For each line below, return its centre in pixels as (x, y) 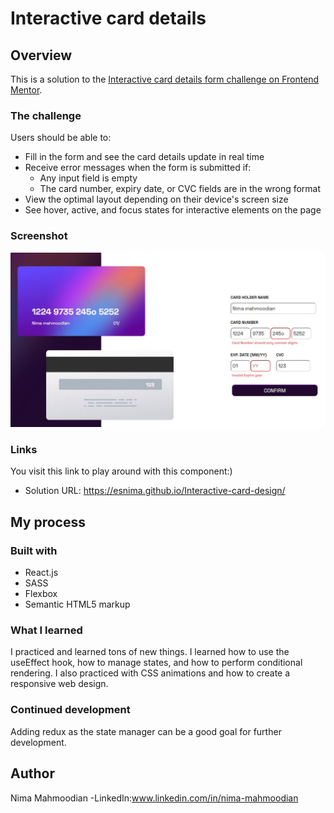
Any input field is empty (88, 178)
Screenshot (39, 236)
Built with (34, 550)
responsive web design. (59, 684)
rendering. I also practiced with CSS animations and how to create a (150, 673)
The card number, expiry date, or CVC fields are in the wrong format (180, 189)
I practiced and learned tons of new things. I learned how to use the (150, 652)
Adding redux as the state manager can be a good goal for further (146, 731)
